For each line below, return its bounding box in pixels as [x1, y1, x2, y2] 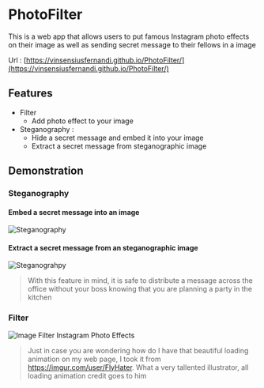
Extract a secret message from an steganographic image [8, 243, 199, 252]
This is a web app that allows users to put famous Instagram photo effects [8, 32, 250, 41]
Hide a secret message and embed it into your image [31, 133, 204, 142]
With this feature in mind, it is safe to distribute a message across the [27, 276, 253, 285]
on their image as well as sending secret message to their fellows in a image [8, 40, 257, 49]
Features [8, 87, 53, 100]
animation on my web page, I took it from [27, 354, 161, 364]
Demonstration [8, 164, 85, 178]
